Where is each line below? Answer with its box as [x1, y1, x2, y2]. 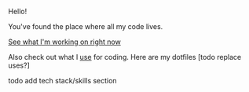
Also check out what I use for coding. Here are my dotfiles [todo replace [8, 53, 242, 61]
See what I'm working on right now [8, 37, 122, 46]
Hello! [8, 7, 27, 16]
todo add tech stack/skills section [8, 76, 117, 85]
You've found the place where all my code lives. [8, 22, 163, 31]
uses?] [8, 61, 30, 70]
